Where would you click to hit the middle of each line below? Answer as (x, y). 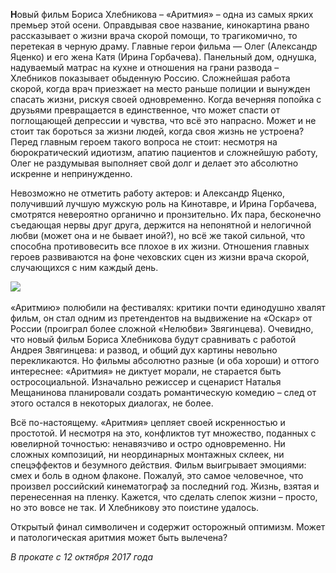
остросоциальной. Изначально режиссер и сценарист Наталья (146, 382)
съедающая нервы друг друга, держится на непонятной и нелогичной (161, 225)
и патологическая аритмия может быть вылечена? (119, 537)
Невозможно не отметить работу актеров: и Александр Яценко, (148, 193)
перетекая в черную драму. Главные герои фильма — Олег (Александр (164, 46)
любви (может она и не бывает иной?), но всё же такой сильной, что (158, 235)
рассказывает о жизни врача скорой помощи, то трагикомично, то (154, 35)
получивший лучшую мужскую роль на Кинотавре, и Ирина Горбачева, (163, 203)
